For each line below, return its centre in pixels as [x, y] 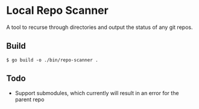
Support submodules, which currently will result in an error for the [97, 93]
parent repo [30, 99]
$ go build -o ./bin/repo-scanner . [52, 60]
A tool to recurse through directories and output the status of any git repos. [99, 27]
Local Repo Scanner [57, 11]
